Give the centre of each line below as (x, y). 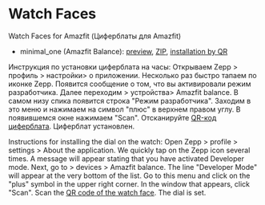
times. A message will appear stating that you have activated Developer (126, 158)
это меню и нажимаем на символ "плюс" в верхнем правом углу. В (124, 109)
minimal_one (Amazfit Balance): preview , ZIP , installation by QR (124, 51)
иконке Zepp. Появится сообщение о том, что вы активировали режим (130, 84)
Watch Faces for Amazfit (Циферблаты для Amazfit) (95, 36)
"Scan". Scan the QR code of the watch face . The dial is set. (107, 192)
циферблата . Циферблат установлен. (71, 126)
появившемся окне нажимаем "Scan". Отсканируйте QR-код (112, 117)
